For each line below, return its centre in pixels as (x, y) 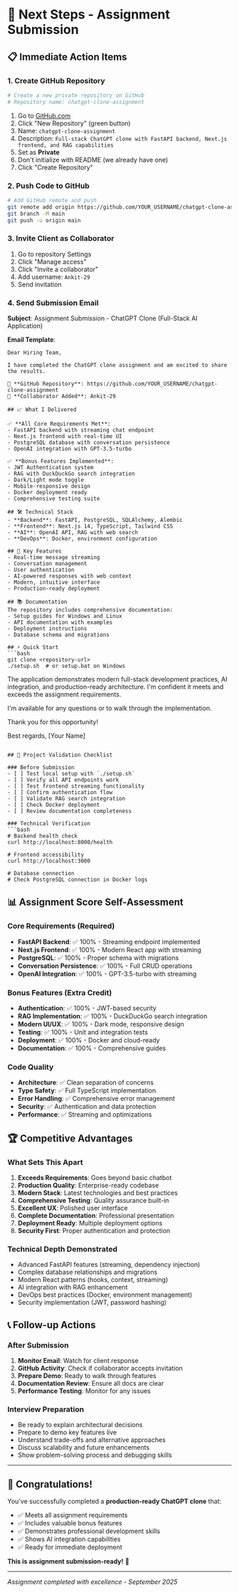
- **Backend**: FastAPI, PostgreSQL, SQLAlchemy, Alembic (95, 520)
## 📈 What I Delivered (42, 410)
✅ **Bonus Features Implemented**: (61, 461)
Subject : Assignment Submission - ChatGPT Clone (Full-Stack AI (102, 318)
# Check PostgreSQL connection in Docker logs (78, 880)
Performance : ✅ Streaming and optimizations (85, 1114)
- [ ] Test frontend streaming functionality (76, 786)
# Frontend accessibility (46, 855)
